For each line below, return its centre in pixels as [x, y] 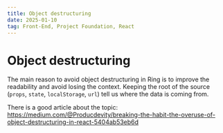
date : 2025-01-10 [32, 20]
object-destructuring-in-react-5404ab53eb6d [73, 122]
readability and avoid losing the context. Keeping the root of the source [108, 87]
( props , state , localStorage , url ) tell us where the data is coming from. [108, 94]
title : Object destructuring [49, 13]
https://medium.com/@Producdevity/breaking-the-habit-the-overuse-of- [111, 115]
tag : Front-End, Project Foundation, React [71, 26]
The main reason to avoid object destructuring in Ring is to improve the [108, 79]
